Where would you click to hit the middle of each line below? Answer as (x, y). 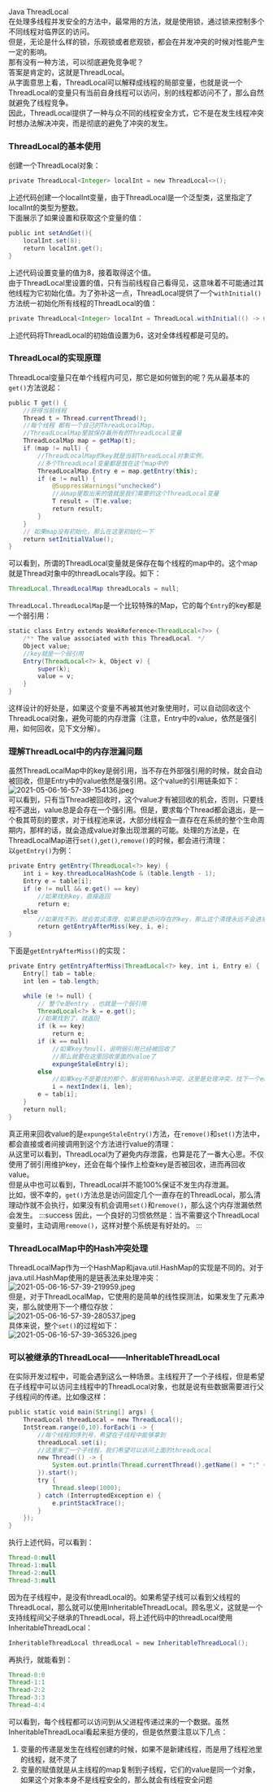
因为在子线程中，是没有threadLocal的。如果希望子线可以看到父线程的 (125, 1597)
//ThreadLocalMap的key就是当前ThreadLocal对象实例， (122, 456)
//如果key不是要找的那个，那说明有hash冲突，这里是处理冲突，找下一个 (156, 1079)
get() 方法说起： (35, 387)
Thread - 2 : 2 (27, 1690)
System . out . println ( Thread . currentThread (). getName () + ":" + (159, 1465)
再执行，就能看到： (41, 1659)
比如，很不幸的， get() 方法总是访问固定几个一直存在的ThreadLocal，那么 (131, 1195)
